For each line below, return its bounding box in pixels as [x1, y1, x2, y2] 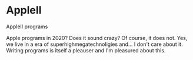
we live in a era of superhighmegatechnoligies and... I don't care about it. [6, 41, 184, 48]
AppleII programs [6, 23, 48, 30]
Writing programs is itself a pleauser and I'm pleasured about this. [6, 46, 166, 54]
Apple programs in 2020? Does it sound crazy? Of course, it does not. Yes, [6, 34, 188, 41]
